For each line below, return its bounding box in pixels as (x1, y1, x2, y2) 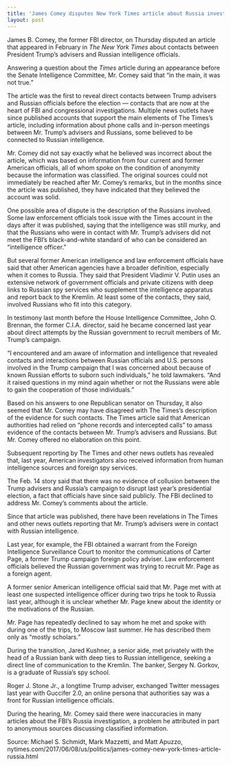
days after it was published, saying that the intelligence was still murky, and (7, 221, 221, 229)
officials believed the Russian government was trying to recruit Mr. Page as (7, 562, 220, 570)
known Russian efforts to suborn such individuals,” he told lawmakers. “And (7, 370, 221, 379)
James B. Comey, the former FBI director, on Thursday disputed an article (7, 35, 216, 43)
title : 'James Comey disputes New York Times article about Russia (7, 10, 205, 17)
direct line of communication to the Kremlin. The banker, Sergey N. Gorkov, (7, 661, 220, 669)
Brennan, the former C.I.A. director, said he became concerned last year (7, 321, 212, 329)
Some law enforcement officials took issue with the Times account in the (7, 213, 213, 221)
